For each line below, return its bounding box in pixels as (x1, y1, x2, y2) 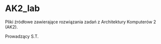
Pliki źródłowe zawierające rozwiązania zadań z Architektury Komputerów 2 (5, 19, 156, 25)
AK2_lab (5, 3, 40, 14)
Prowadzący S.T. (5, 33, 39, 39)
